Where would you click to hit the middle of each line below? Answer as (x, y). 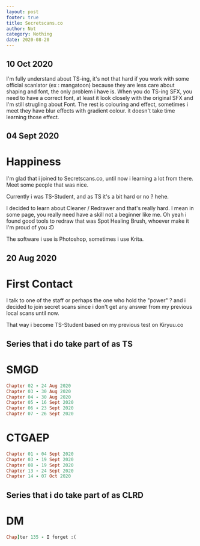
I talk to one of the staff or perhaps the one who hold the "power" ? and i (96, 300)
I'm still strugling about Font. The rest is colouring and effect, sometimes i (97, 104)
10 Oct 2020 (30, 64)
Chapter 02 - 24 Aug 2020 (38, 386)
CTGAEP (28, 438)
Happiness (34, 162)
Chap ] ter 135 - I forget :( (41, 537)
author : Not (21, 29)
